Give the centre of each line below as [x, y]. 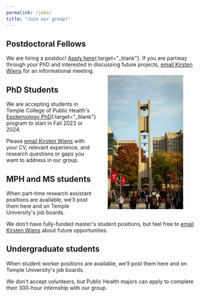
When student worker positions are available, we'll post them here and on [96, 264]
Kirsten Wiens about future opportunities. [57, 230]
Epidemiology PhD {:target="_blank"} [51, 117]
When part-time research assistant [49, 193]
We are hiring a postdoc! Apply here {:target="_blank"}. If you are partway [97, 58]
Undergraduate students [53, 249]
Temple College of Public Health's [48, 111]
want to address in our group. [43, 160]
